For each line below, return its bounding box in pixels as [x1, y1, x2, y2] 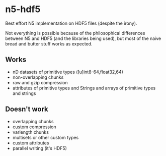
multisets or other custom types [12, 134, 79, 140]
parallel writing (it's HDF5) [12, 145, 67, 151]
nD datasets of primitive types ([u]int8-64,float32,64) [12, 69, 123, 75]
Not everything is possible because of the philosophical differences [5, 30, 145, 36]
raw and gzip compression [12, 79, 68, 85]
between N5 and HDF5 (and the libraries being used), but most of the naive [5, 35, 161, 41]
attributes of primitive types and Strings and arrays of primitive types [12, 85, 156, 91]
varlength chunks [12, 129, 49, 135]
